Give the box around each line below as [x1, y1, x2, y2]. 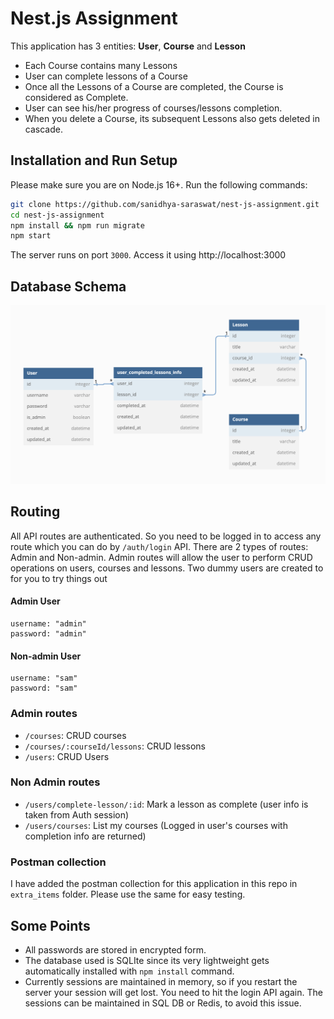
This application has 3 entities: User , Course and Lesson [10, 40, 246, 52]
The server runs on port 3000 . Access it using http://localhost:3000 [10, 249, 287, 261]
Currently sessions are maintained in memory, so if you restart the [24, 975, 298, 987]
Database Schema [10, 278, 127, 295]
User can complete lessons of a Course [24, 70, 188, 82]
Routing [10, 503, 61, 521]
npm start [10, 231, 52, 241]
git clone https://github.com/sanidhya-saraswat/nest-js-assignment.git [10, 199, 320, 209]
